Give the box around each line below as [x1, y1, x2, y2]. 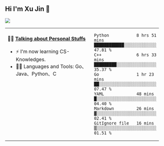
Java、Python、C [16, 70, 57, 77]
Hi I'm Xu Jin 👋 [5, 5, 50, 13]
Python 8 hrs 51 [94, 32, 157, 38]
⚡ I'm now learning [16, 48, 59, 55]
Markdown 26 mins [94, 105, 154, 111]
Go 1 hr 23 [94, 71, 154, 77]
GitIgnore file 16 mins [94, 120, 154, 126]
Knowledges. [16, 56, 46, 63]
